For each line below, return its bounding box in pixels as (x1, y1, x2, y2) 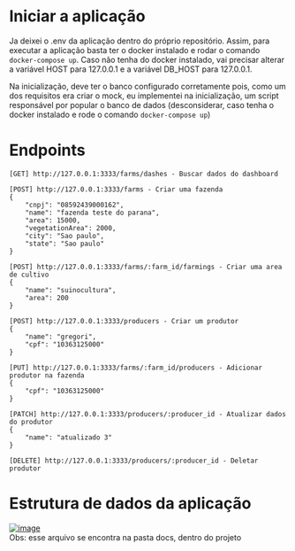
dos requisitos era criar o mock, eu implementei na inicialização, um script (9, 90, 280, 101)
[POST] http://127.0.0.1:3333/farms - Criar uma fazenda (9, 184, 223, 194)
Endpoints (9, 140, 86, 160)
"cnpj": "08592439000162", (25, 200, 125, 209)
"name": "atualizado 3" (25, 432, 113, 442)
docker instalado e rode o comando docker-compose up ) (9, 109, 211, 120)
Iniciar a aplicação (9, 6, 146, 27)
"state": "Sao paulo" (25, 239, 104, 248)
